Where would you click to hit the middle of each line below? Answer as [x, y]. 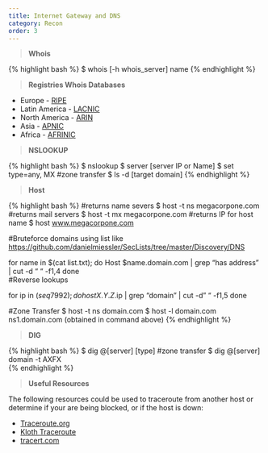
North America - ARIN [57, 118]
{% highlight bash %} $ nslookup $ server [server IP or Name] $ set [121, 166]
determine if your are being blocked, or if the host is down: [106, 408]
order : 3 [23, 31]
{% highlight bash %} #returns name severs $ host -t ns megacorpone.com [134, 206]
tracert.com [40, 441]
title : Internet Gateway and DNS [65, 16]
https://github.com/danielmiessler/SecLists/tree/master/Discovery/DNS [127, 247]
